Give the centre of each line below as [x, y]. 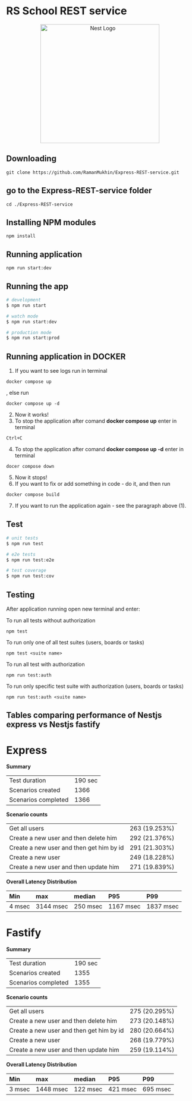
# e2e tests [21, 554]
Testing [21, 595]
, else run [18, 393]
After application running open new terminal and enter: [73, 609]
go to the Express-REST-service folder [79, 191]
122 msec [88, 1089]
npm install [21, 236]
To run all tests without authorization [51, 620]
